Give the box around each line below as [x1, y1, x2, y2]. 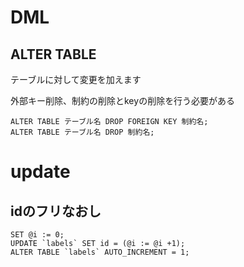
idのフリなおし [10, 202, 102, 220]
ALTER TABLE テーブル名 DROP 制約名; [10, 127, 155, 137]
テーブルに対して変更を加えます [10, 74, 142, 85]
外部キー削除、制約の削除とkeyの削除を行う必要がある [10, 95, 236, 106]
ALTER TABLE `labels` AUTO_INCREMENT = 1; [10, 247, 190, 257]
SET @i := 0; [10, 230, 65, 240]
